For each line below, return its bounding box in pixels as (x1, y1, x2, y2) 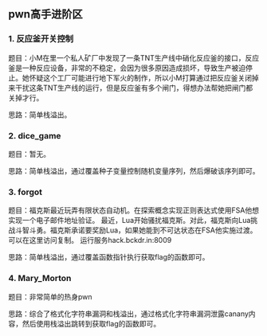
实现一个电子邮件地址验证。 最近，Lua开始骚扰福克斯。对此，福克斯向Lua (8, 216, 251, 225)
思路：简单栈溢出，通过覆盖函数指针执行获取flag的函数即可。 (8, 252, 210, 262)
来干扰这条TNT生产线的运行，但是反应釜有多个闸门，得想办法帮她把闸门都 (8, 83, 253, 92)
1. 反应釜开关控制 (8, 33, 74, 45)
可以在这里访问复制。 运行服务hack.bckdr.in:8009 (8, 236, 172, 245)
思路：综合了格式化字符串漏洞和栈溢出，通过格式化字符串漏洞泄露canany (8, 309, 249, 318)
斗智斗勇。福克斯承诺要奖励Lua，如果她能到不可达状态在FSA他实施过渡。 (14, 225, 257, 235)
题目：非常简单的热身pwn (8, 291, 93, 301)
